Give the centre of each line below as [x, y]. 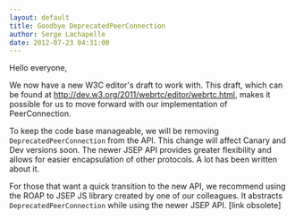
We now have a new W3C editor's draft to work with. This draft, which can [146, 85]
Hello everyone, [38, 68]
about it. [25, 169]
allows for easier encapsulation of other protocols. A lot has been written [143, 160]
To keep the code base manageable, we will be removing [114, 131]
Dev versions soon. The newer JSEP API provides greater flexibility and [140, 150]
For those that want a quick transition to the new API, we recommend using [147, 186]
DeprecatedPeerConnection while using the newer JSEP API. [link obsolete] [145, 206]
